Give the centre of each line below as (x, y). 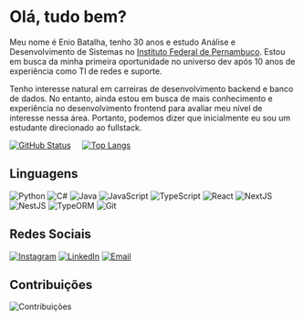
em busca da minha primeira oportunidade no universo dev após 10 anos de (152, 61)
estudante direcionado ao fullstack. (76, 127)
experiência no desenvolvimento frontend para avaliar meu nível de (136, 108)
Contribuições (51, 285)
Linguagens (44, 174)
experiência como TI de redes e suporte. (86, 71)
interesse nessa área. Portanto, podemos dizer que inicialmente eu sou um (150, 118)
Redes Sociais (50, 234)
